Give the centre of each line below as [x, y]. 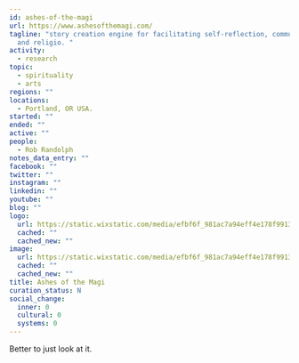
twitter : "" [31, 174]
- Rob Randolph [45, 149]
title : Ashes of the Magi [57, 282]
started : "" [31, 117]
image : [21, 249]
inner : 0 [33, 307]
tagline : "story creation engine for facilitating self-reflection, [139, 34]
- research [37, 59]
